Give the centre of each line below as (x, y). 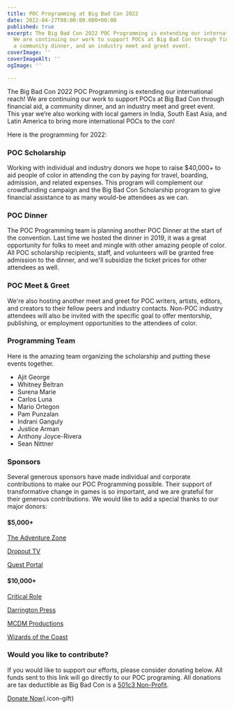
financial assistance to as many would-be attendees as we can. (98, 197)
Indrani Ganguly (40, 421)
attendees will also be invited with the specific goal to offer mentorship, (110, 315)
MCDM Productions (36, 623)
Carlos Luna (34, 399)
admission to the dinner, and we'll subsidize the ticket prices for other (107, 260)
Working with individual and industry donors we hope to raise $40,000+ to (114, 167)
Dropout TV (24, 552)
